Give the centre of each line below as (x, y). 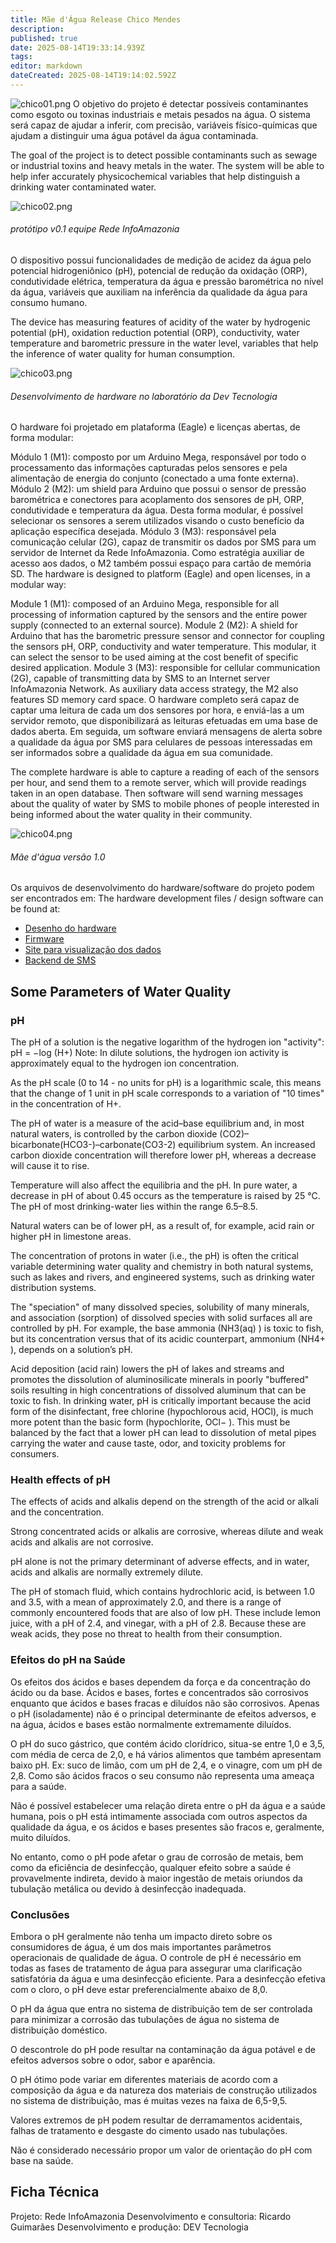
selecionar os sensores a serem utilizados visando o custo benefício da (157, 521)
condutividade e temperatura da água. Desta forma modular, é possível (156, 510)
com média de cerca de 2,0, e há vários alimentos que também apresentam (166, 1754)
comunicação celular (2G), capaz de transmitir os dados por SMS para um (163, 542)
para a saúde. (38, 1786)
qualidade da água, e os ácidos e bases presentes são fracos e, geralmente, (167, 1827)
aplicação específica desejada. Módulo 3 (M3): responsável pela (143, 532)
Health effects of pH (60, 1480)
